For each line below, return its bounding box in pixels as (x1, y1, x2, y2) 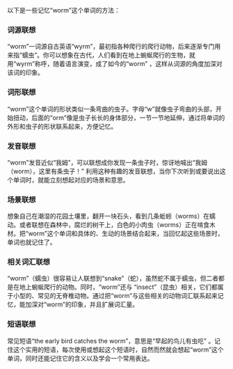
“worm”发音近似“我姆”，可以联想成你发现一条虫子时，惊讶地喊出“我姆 (7, 158, 207, 166)
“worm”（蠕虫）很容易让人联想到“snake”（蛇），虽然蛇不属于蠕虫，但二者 (7, 274, 219, 283)
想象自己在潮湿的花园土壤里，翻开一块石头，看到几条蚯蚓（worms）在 (7, 212, 210, 221)
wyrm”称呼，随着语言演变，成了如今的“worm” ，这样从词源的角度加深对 (16, 60, 223, 68)
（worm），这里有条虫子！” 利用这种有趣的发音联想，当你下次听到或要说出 (7, 166, 220, 175)
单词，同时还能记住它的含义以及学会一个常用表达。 (7, 354, 154, 362)
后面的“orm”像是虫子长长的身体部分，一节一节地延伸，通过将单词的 (31, 113, 225, 122)
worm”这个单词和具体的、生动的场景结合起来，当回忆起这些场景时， (28, 229, 224, 238)
